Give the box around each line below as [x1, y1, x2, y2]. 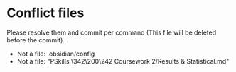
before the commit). [6, 35, 65, 44]
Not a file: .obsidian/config [16, 49, 95, 58]
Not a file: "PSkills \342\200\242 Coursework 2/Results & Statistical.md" [16, 56, 230, 65]
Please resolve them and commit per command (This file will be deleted [6, 28, 217, 37]
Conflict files [6, 5, 85, 21]
